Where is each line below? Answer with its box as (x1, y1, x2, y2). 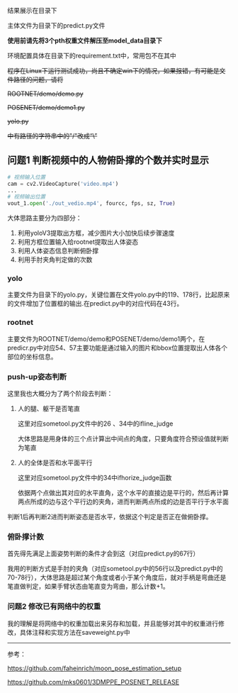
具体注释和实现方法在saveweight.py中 (19, 628, 130, 636)
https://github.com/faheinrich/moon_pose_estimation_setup (7, 664, 182, 672)
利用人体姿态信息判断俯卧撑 (17, 247, 99, 255)
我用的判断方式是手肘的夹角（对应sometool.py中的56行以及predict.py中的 (7, 565, 223, 573)
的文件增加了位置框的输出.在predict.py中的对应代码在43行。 (7, 299, 183, 308)
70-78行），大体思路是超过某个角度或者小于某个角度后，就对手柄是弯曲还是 (7, 573, 227, 582)
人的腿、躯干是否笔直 (17, 404, 80, 413)
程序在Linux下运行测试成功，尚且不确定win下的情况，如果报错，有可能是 (7, 67, 220, 74)
